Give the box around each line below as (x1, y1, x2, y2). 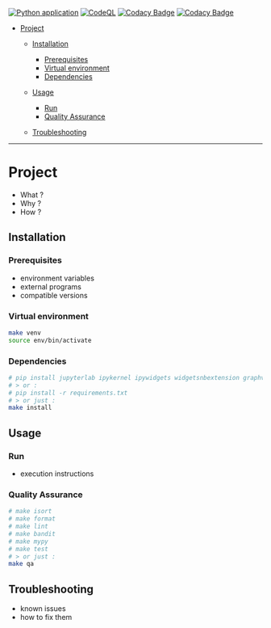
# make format (8, 515, 56, 523)
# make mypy (8, 537, 48, 546)
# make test (8, 545, 48, 553)
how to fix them (19, 613, 73, 622)
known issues (19, 604, 66, 613)
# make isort (8, 508, 52, 516)
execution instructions (19, 469, 94, 478)
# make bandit (8, 529, 56, 537)
